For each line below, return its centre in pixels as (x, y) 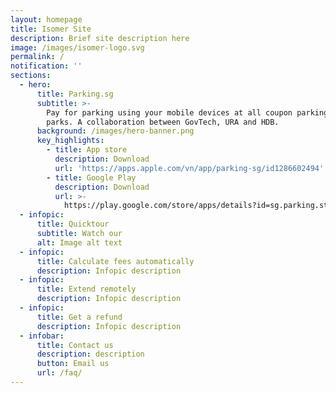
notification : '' (46, 66)
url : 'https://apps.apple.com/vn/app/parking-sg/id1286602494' (189, 168)
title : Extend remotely (86, 289)
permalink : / (37, 57)
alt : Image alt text (79, 242)
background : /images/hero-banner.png (115, 131)
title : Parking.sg (75, 94)
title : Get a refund (79, 317)
